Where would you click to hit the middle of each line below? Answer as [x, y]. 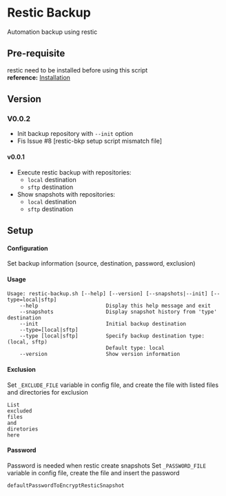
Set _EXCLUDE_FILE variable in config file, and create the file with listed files [113, 385]
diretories [23, 429]
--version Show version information [100, 354]
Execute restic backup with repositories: [74, 172]
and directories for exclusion [48, 392]
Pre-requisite [36, 53]
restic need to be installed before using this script [78, 70]
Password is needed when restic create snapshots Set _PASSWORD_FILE [107, 465]
